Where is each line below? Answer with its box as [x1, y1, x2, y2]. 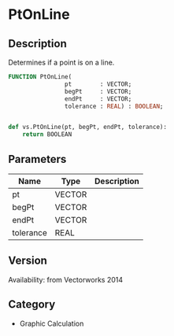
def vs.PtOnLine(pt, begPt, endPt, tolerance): [8, 124, 168, 131]
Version [8, 254, 47, 268]
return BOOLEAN [22, 131, 72, 138]
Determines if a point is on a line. [8, 57, 115, 67]
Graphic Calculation [19, 319, 84, 328]
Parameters [8, 152, 67, 166]
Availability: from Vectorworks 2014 [8, 275, 124, 284]
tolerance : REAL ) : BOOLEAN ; [64, 102, 164, 110]
